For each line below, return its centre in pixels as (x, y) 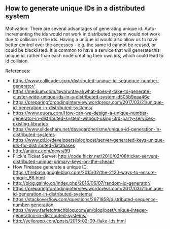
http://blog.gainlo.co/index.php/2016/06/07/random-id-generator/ (81, 183)
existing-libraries (30, 123)
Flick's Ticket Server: (35, 156)
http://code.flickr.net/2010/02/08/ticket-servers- (109, 156)
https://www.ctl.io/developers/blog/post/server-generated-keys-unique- (89, 140)
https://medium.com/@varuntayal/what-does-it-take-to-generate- (82, 91)
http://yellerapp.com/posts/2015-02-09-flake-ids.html (69, 221)
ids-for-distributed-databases (44, 145)
